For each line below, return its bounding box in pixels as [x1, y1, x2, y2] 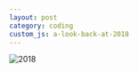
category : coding [9, 21, 74, 30]
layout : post [9, 12, 58, 22]
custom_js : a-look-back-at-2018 [9, 29, 129, 38]
